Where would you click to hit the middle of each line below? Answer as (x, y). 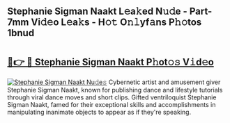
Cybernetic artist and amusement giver (164, 82)
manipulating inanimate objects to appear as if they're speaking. (99, 112)
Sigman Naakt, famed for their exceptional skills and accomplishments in (112, 105)
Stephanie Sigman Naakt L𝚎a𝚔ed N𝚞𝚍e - (98, 11)
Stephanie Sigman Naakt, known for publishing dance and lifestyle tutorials (115, 90)
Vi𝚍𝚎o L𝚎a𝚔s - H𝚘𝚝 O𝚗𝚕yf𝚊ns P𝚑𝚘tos (116, 23)
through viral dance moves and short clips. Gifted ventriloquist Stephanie (112, 97)
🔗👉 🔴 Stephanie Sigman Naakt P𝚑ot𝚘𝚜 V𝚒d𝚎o (110, 62)
